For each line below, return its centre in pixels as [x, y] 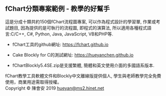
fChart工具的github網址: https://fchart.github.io [60, 44]
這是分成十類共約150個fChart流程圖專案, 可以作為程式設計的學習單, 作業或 [81, 22]
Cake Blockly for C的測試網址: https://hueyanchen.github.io [73, 55]
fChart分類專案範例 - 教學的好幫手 [57, 9]
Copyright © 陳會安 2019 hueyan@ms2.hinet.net [55, 88]
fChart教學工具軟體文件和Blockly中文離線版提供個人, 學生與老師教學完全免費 [83, 76]
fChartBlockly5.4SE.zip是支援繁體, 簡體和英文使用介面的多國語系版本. [83, 65]
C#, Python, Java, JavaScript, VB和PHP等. [70, 34]
